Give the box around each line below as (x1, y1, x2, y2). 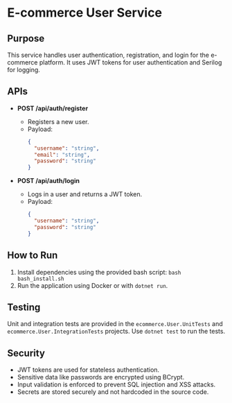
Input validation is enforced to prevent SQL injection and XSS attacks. (17, 380, 216, 389)
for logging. (7, 66, 40, 74)
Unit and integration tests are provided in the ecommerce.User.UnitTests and (7, 320, 223, 328)
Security (7, 347, 45, 359)
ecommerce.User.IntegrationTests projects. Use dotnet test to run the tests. (7, 327, 226, 336)
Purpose (7, 33, 45, 44)
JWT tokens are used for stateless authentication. (17, 366, 160, 374)
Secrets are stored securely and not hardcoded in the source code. (17, 388, 209, 396)
